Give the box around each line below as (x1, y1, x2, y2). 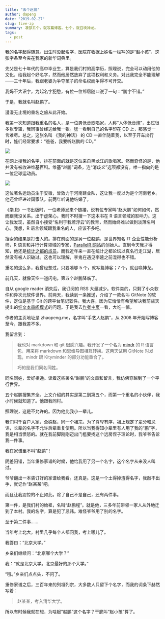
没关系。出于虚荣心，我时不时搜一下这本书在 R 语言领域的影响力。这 (18, 213, 157, 218)
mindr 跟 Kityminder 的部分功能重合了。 (26, 354, 107, 360)
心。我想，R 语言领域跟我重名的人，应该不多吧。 (5, 225, 104, 231)
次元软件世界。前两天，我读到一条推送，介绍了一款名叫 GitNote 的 (18, 291, 152, 297)
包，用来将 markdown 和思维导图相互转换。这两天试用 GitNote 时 (17, 348, 149, 354)
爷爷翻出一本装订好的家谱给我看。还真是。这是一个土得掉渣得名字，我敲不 (5, 474, 156, 481)
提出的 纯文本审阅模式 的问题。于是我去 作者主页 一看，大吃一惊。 (5, 304, 134, 310)
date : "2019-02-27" (5, 16, 45, 21)
